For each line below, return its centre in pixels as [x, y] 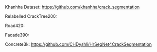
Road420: [15, 26]
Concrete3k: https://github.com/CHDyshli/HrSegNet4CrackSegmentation [78, 44]
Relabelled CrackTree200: [31, 16]
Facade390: [17, 35]
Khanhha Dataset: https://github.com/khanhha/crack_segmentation [72, 7]
